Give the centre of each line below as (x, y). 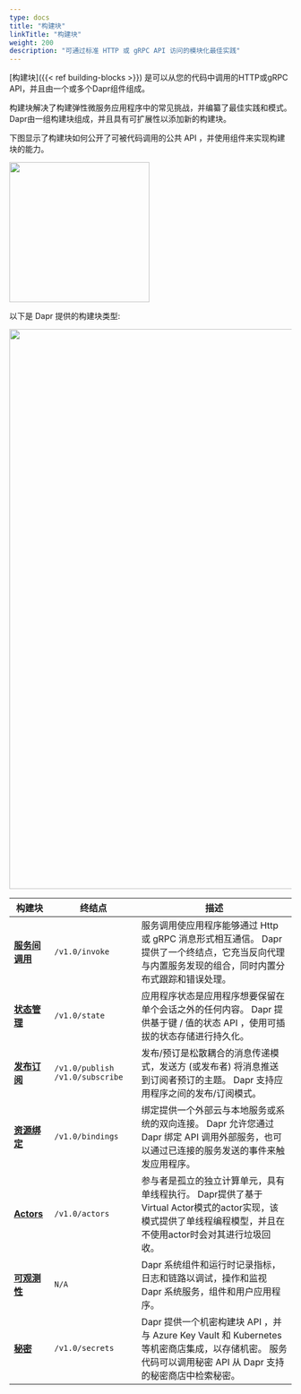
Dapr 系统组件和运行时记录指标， (211, 1265)
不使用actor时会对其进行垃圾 (202, 1235)
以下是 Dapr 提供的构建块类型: (65, 316)
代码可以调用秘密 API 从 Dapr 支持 (213, 1363)
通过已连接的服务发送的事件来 (213, 1150)
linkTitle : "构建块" (46, 34)
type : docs (30, 17)
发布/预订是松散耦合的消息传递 (206, 1054)
